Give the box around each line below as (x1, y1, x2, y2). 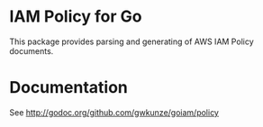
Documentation (9, 77, 129, 98)
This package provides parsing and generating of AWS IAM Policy (9, 36, 254, 47)
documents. (9, 45, 54, 56)
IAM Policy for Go (9, 6, 142, 27)
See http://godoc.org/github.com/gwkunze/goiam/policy (9, 106, 219, 118)
